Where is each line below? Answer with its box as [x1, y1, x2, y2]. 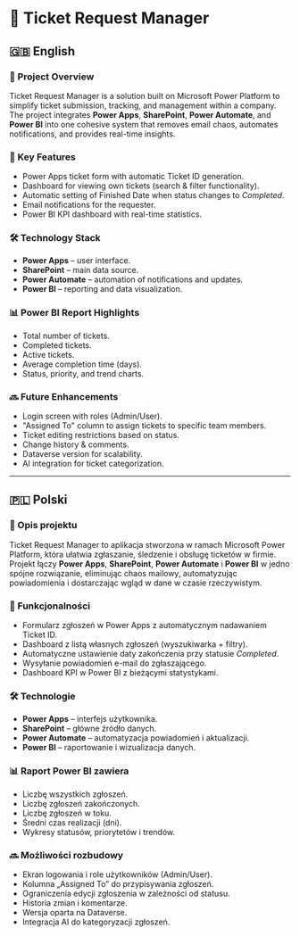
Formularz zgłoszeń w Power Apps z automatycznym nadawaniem [21, 620, 268, 631]
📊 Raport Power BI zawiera [9, 765, 129, 777]
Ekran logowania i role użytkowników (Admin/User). [21, 869, 212, 880]
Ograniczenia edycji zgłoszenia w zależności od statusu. [21, 888, 230, 899]
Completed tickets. [21, 339, 92, 351]
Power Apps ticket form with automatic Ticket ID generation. [21, 171, 245, 182]
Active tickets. [21, 349, 75, 360]
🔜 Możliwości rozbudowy [9, 849, 123, 861]
